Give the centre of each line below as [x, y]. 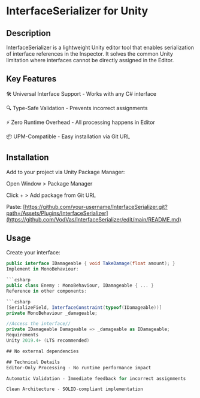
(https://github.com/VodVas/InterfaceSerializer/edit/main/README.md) [94, 219]
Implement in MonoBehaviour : [43, 269]
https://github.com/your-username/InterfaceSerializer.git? [96, 206]
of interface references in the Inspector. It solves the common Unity [90, 54]
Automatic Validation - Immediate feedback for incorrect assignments [96, 378]
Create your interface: [34, 253]
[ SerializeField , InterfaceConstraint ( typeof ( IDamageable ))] [84, 307]
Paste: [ [16, 206]
